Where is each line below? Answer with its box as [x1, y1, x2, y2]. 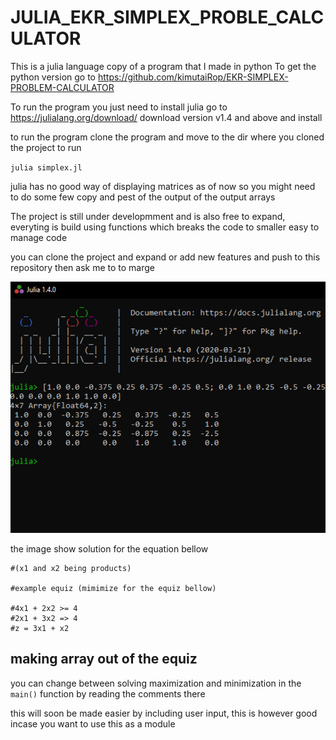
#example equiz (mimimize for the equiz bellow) [10, 583, 217, 593]
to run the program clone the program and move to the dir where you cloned [10, 131, 325, 143]
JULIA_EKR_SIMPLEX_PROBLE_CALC [10, 6, 325, 29]
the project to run [10, 141, 82, 153]
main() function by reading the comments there [10, 687, 206, 700]
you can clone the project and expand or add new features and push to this [10, 251, 321, 263]
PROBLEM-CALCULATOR [10, 81, 115, 93]
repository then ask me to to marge [10, 261, 156, 273]
